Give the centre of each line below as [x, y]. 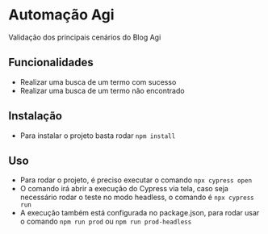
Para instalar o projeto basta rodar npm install [98, 136]
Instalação [36, 116]
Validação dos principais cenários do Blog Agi [85, 37]
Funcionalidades [51, 63]
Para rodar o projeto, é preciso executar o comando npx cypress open [136, 180]
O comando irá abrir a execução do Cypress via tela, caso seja [124, 189]
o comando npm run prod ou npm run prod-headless [106, 221]
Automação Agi [61, 15]
